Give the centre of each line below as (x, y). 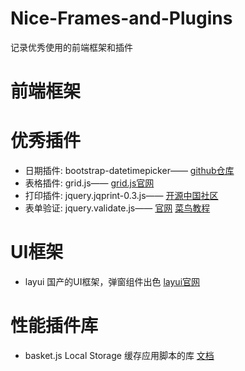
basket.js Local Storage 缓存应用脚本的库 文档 (119, 355)
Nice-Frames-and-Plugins (121, 18)
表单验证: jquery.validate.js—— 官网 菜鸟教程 (117, 208)
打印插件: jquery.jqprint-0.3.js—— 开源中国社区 (121, 196)
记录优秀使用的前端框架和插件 (71, 47)
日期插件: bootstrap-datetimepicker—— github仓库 (129, 171)
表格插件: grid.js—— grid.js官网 (89, 183)
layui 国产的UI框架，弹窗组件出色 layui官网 (112, 281)
